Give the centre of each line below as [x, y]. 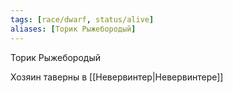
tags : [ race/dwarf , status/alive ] [82, 19]
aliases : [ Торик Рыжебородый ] [73, 29]
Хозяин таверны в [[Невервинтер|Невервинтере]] [117, 77]
